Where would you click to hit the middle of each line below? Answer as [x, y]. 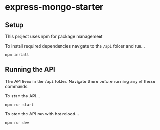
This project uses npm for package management [54, 36]
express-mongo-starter [54, 7]
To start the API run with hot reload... [42, 114]
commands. [17, 86]
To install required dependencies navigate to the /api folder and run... [75, 46]
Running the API [30, 70]
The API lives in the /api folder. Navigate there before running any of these [80, 81]
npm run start [20, 105]
